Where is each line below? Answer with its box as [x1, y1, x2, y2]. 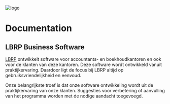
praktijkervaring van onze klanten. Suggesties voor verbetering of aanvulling [5, 88, 165, 93]
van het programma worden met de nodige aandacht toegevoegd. [5, 93, 143, 99]
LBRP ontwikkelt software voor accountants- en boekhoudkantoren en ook [5, 56, 161, 62]
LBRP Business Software [5, 43, 85, 51]
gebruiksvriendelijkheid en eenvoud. [5, 73, 81, 78]
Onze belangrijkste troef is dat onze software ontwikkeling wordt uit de [5, 82, 154, 88]
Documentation [5, 23, 73, 34]
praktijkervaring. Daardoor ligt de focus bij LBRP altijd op [5, 67, 124, 73]
